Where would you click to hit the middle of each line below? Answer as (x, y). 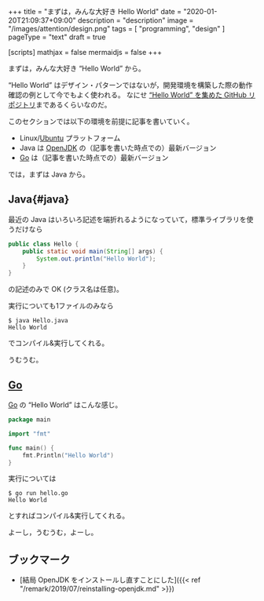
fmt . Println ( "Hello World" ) (68, 455)
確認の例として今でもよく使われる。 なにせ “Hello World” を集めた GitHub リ (132, 95)
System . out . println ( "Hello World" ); (96, 259)
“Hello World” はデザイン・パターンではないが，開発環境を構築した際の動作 (130, 85)
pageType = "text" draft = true (57, 37)
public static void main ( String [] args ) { (93, 251)
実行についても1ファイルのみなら (61, 306)
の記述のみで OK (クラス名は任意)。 (66, 290)
